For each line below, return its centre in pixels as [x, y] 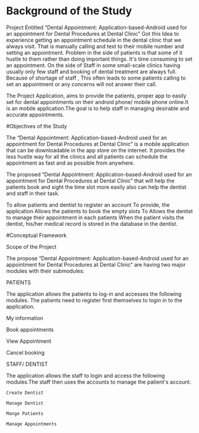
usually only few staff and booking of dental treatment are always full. [91, 71]
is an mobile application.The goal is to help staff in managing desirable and [98, 108]
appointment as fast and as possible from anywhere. [70, 163]
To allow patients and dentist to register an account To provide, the [88, 205]
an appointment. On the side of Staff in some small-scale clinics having [93, 65]
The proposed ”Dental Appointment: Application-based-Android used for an [99, 174]
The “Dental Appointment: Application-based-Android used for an [87, 137]
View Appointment [29, 341]
